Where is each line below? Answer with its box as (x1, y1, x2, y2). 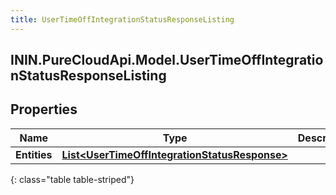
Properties (10, 101, 78, 118)
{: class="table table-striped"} (10, 173, 135, 185)
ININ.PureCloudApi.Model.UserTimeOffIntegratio (10, 52, 324, 69)
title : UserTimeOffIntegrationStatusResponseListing (10, 14, 235, 25)
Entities (15, 147, 53, 161)
